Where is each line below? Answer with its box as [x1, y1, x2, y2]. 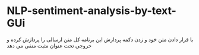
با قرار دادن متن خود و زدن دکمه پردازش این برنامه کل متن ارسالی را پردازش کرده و [7, 36, 194, 43]
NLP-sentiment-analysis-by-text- [7, 4, 177, 18]
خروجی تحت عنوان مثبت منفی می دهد [7, 42, 92, 49]
